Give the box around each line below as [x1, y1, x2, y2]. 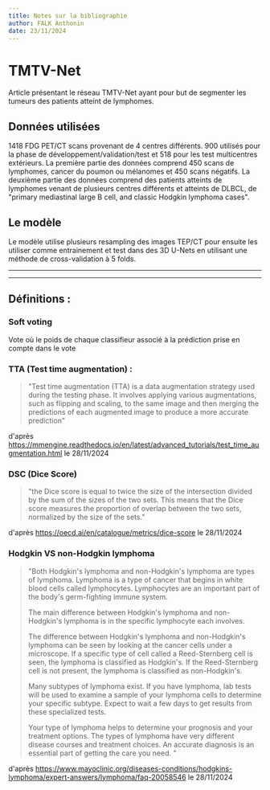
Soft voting [8, 317, 52, 328]
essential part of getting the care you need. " [27, 748, 177, 758]
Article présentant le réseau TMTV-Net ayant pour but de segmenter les [8, 88, 247, 97]
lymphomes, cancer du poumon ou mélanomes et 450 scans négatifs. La [8, 166, 251, 177]
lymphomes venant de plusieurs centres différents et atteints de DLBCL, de [8, 184, 257, 194]
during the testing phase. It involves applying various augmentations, [27, 390, 257, 399]
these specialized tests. [27, 706, 107, 716]
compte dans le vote [8, 343, 76, 353]
